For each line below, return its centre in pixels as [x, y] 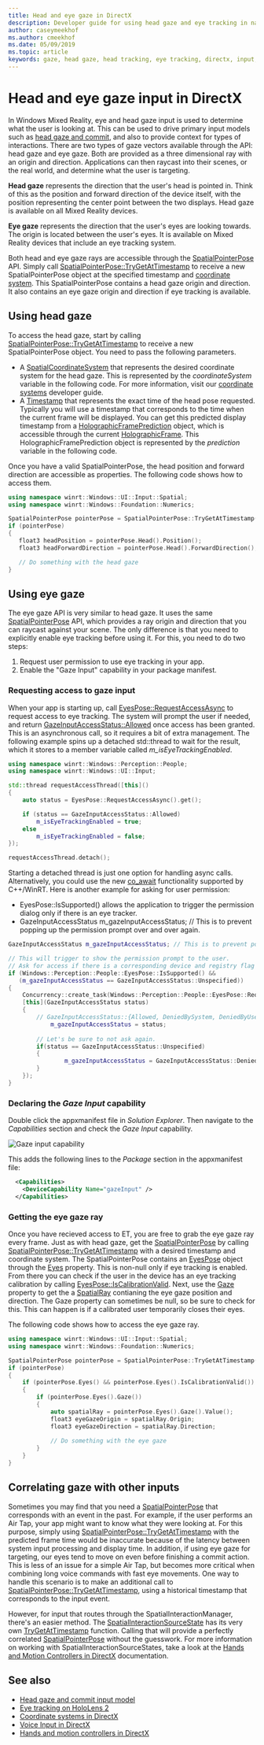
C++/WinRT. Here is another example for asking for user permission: [119, 890]
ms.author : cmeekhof [42, 37]
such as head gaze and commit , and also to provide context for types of [125, 137]
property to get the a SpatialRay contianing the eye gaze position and [120, 1293]
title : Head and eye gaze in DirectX [70, 15]
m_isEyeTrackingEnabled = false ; [91, 836]
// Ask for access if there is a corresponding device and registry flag [132, 965]
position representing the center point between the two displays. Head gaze [131, 202]
